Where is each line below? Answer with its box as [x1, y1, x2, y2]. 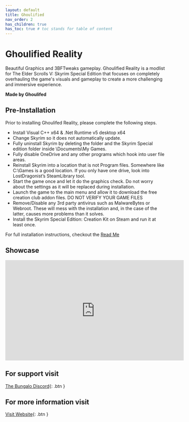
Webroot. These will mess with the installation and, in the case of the [12, 205, 157, 212]
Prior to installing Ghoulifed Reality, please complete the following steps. [5, 119, 157, 125]
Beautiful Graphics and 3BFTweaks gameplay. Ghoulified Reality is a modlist [5, 65, 165, 71]
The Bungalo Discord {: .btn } [5, 383, 65, 389]
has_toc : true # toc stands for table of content [5, 27, 113, 32]
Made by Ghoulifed [5, 91, 47, 97]
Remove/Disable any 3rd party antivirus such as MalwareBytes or [12, 200, 150, 206]
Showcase [5, 246, 40, 255]
